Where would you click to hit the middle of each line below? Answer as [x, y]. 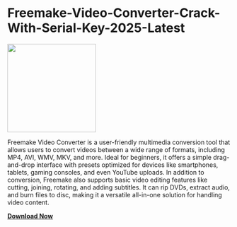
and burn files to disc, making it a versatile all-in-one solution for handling [115, 194]
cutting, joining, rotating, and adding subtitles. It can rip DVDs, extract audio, [118, 187]
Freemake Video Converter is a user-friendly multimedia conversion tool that [119, 142]
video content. [28, 202]
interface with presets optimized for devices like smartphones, [127, 165]
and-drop [21, 165]
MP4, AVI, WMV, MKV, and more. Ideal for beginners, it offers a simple [110, 157]
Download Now [30, 216]
